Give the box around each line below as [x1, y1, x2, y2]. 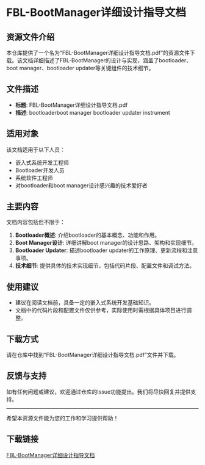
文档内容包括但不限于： [6, 218, 65, 226]
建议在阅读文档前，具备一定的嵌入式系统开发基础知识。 [15, 299, 154, 306]
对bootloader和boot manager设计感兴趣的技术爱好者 [15, 181, 148, 189]
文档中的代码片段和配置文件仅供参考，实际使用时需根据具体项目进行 [15, 306, 187, 314]
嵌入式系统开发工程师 [15, 159, 69, 166]
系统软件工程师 [15, 174, 53, 181]
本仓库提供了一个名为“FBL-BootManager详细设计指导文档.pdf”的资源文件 [6, 49, 190, 56]
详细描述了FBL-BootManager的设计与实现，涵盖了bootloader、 [32, 57, 192, 64]
